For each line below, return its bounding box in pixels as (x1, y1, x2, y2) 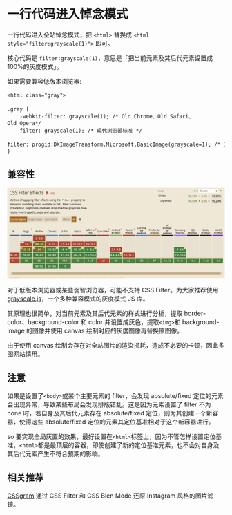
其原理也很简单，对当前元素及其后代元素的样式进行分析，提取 (7, 309, 183, 317)
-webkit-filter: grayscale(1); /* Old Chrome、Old (19, 113, 167, 120)
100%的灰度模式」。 (7, 62, 64, 71)
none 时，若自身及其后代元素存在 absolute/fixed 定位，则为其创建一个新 (7, 409, 213, 417)
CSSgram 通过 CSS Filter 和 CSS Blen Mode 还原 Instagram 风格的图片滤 (7, 491, 214, 500)
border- (184, 309, 206, 317)
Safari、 (169, 113, 194, 120)
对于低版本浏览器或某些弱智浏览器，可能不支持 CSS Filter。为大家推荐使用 (7, 285, 219, 294)
